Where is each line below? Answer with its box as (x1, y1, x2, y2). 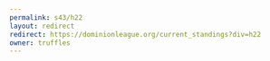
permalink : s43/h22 (9, 13, 83, 22)
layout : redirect (9, 22, 75, 30)
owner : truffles (9, 38, 71, 48)
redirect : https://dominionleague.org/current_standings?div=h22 (9, 30, 261, 39)
